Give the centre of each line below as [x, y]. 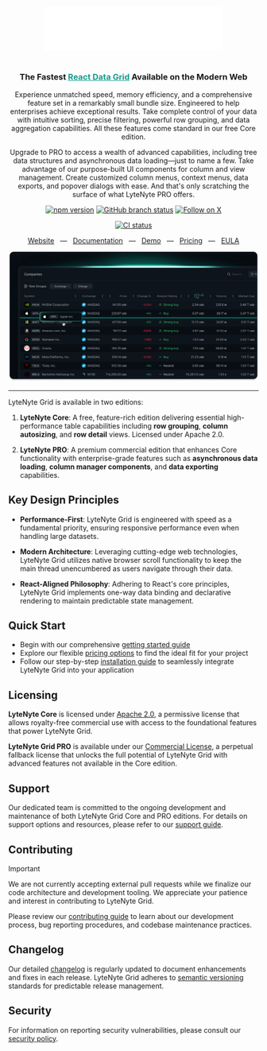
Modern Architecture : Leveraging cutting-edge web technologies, [129, 551]
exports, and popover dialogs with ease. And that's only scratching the [133, 186]
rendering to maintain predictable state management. [107, 600]
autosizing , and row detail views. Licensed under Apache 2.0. [122, 434]
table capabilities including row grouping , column [147, 425]
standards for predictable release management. [86, 986]
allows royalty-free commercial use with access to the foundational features [133, 723]
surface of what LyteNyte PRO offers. [133, 194]
